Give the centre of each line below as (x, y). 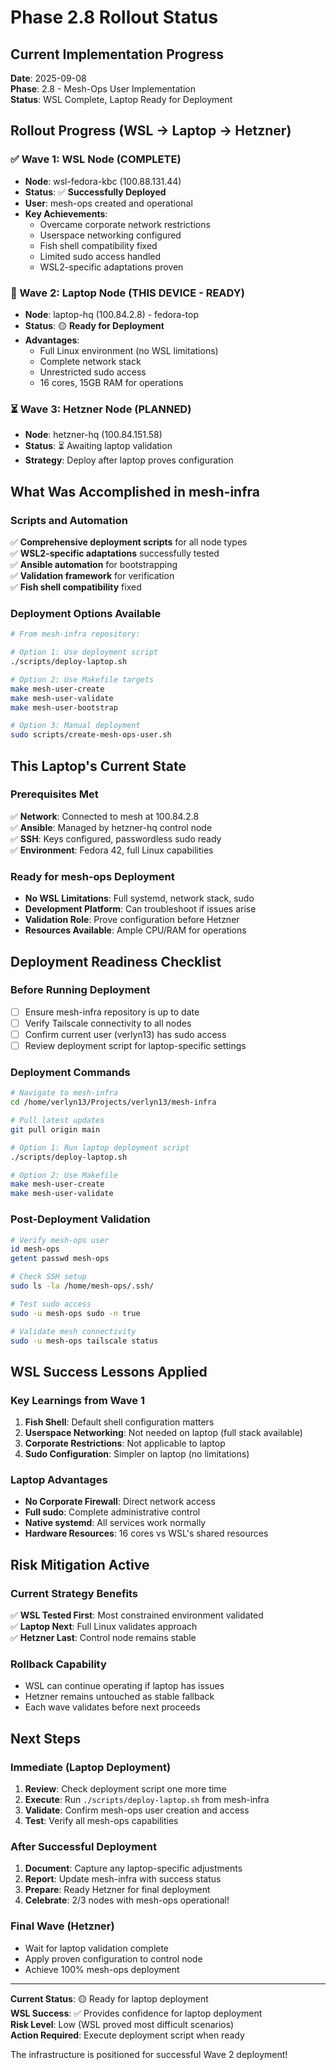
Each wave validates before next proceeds (112, 1707)
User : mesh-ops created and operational (108, 203)
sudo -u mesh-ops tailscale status (84, 1341)
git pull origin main (55, 1129)
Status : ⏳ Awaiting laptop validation (98, 446)
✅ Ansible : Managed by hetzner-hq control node (111, 827)
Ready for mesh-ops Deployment (92, 876)
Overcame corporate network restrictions (125, 224)
